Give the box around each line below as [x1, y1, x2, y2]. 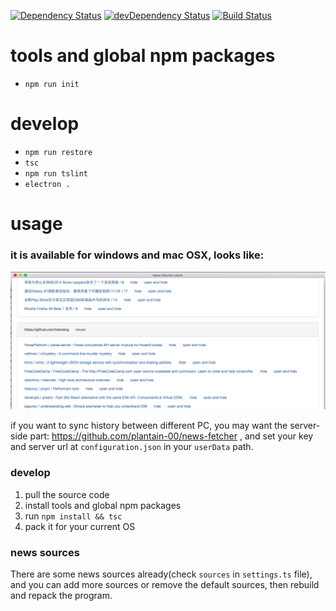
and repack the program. [10, 589, 113, 601]
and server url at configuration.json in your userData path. [10, 441, 254, 453]
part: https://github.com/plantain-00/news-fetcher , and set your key [29, 430, 314, 442]
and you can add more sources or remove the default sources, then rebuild [10, 578, 320, 590]
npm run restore [24, 147, 93, 157]
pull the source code [24, 488, 110, 500]
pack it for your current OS [24, 520, 136, 532]
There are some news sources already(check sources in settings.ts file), [10, 568, 313, 580]
